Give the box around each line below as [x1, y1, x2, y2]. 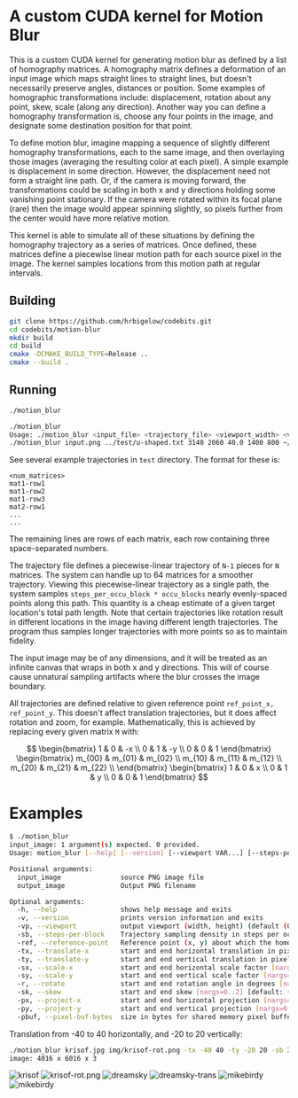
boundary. [9, 681, 47, 692]
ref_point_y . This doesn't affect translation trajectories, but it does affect [9, 707, 277, 719]
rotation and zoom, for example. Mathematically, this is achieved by [9, 717, 255, 728]
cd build [9, 341, 42, 351]
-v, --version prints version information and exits [17, 914, 264, 923]
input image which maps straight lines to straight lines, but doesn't [9, 73, 253, 83]
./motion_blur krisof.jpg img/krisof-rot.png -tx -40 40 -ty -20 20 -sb [9, 1046, 284, 1055]
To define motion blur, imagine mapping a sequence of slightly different [9, 137, 271, 148]
